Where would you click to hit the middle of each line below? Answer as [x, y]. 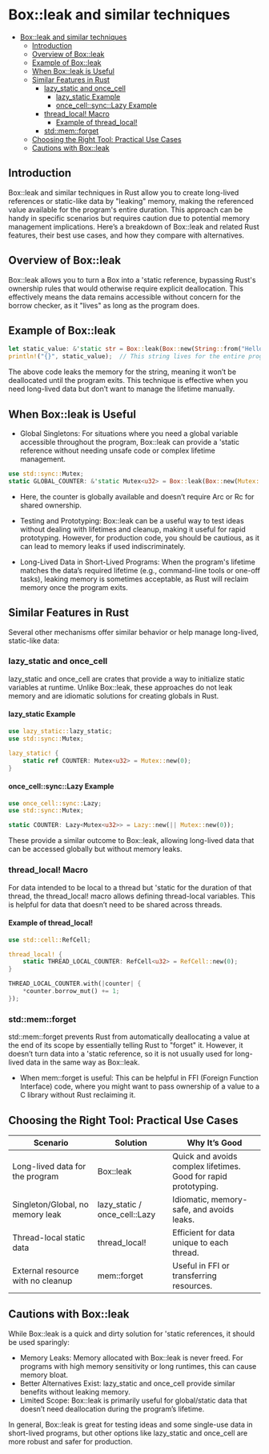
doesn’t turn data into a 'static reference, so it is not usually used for [121, 1054]
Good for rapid [199, 1176]
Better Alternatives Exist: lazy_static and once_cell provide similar [127, 1383]
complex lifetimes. [207, 1166]
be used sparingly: [39, 1342]
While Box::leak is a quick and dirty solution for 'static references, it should [131, 1334]
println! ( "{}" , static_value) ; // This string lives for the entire [127, 356]
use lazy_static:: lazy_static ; [60, 731]
